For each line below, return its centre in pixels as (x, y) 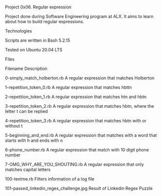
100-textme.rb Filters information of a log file (50, 179)
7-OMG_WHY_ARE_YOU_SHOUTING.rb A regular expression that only (74, 164)
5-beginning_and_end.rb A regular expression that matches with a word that (81, 135)
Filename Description (26, 68)
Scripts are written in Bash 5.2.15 (38, 40)
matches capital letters (28, 170)
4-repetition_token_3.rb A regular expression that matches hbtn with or (76, 121)
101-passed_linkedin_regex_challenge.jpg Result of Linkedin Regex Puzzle (79, 188)
